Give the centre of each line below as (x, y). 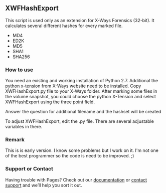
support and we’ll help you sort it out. (44, 185)
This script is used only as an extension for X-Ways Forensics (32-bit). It (80, 20)
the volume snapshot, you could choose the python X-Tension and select (81, 97)
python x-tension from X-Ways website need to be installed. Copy (73, 86)
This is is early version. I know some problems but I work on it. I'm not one (82, 150)
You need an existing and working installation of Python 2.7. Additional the (82, 81)
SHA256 (21, 57)
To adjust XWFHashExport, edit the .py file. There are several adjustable (79, 121)
